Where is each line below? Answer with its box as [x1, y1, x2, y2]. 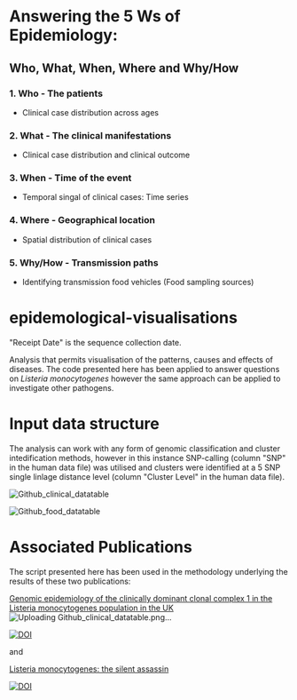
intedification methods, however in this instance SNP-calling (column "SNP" [9, 452, 286, 463]
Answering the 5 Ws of [9, 6, 181, 27]
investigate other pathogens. [9, 383, 114, 393]
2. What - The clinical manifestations [9, 129, 172, 141]
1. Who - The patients [9, 87, 104, 99]
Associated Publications [9, 537, 192, 557]
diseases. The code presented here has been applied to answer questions [9, 364, 280, 374]
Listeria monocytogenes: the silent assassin [9, 664, 169, 674]
